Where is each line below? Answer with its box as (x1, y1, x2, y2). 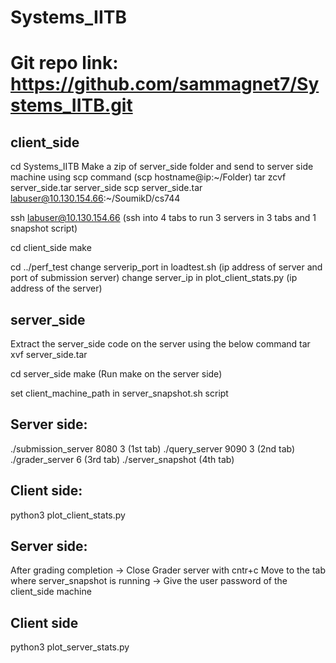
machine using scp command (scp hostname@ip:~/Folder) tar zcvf (10, 171, 287, 183)
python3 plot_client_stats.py (10, 509, 126, 521)
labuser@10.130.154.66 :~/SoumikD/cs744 (10, 192, 181, 205)
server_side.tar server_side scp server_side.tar (10, 182, 203, 194)
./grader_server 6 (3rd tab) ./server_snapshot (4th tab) (10, 453, 235, 465)
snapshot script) (10, 222, 78, 235)
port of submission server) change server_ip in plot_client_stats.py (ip (10, 272, 298, 284)
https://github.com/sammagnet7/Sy (10, 73, 320, 96)
